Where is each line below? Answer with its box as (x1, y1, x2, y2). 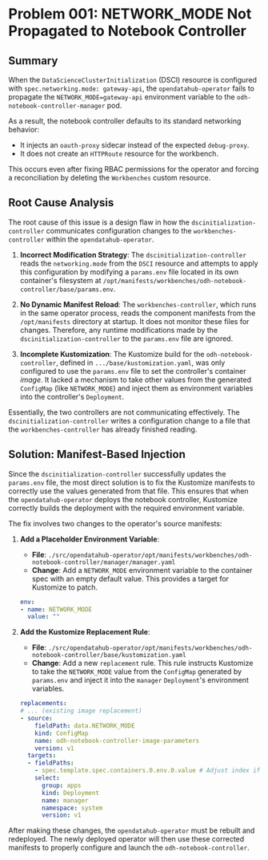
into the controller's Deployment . (19, 391, 125, 401)
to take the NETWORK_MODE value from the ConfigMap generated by (31, 667, 242, 676)
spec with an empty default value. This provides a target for (31, 574, 230, 583)
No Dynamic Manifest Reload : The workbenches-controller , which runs (19, 299, 257, 309)
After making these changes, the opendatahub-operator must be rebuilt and (8, 826, 255, 835)
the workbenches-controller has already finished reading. (8, 424, 198, 434)
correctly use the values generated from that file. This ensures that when (8, 486, 250, 496)
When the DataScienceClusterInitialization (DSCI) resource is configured (8, 75, 258, 84)
